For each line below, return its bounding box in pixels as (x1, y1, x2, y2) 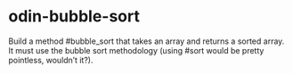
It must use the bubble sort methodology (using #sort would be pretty (8, 45, 265, 55)
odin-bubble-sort (8, 6, 140, 27)
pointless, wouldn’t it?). (8, 54, 94, 65)
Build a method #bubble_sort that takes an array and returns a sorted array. (8, 36, 285, 46)
